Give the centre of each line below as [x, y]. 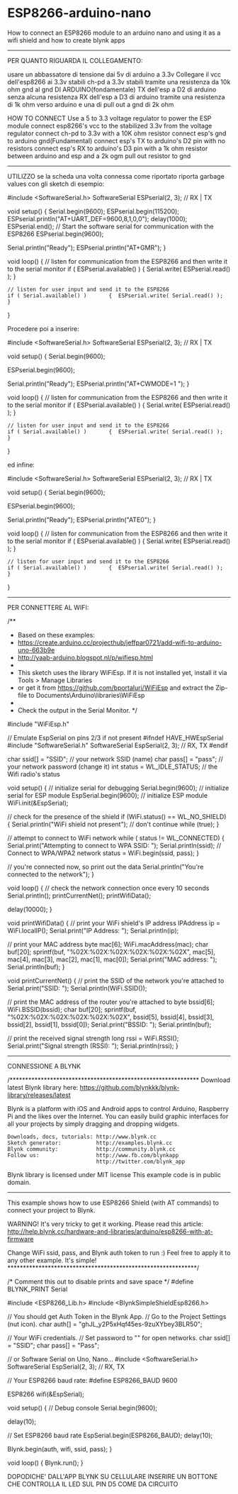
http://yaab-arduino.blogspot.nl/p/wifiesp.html [85, 657]
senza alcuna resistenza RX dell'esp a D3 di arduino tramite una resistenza [116, 96]
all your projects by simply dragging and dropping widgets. [93, 1124]
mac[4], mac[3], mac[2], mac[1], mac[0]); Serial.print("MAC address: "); [112, 959]
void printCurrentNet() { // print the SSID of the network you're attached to [116, 981]
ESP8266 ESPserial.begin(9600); [56, 234]
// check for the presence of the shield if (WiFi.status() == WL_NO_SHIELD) [117, 816]
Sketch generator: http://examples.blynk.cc [90, 1143]
